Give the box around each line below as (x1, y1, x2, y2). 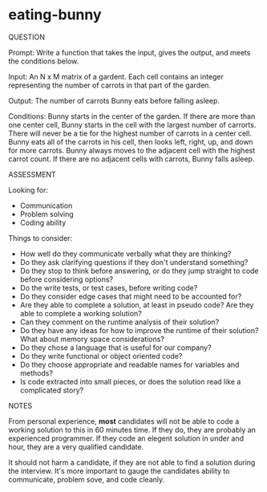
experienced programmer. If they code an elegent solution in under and (8, 433, 245, 443)
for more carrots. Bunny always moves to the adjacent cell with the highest (8, 145, 256, 155)
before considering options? (19, 274, 114, 284)
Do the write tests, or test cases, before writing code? (19, 283, 198, 292)
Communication (19, 201, 73, 210)
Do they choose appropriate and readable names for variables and (19, 360, 240, 369)
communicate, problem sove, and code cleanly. (8, 474, 165, 484)
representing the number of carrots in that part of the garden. (8, 80, 211, 90)
